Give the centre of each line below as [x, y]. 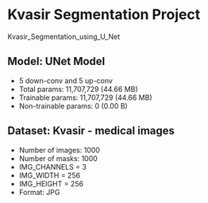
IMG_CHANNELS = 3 [52, 167]
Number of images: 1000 [60, 150]
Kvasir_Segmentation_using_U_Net [64, 36]
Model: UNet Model [56, 61]
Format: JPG [39, 192]
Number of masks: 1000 [58, 158]
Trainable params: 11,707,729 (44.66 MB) [85, 98]
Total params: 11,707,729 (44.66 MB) [78, 89]
